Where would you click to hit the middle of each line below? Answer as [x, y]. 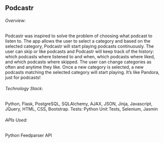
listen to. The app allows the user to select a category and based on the [78, 41]
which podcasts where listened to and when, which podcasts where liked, [80, 56]
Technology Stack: [24, 89]
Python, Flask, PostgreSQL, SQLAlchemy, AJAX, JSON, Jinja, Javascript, [79, 104]
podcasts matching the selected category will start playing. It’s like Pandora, [82, 72]
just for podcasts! [23, 77]
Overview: [16, 20]
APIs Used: [16, 120]
